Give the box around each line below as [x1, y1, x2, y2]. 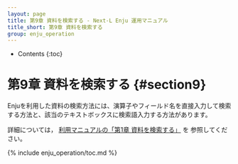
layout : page [7, 10, 46, 18]
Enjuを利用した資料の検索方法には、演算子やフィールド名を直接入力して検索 [7, 102, 232, 110]
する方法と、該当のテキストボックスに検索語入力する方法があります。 [7, 111, 212, 119]
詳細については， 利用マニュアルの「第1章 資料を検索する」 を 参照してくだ [7, 126, 228, 134]
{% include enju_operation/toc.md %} [7, 148, 117, 157]
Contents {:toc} [17, 50, 63, 58]
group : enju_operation [7, 30, 75, 38]
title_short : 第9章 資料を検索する [7, 23, 103, 31]
